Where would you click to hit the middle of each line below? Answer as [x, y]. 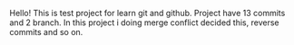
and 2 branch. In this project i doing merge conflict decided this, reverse [144, 22]
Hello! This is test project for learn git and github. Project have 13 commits [147, 13]
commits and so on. [46, 32]
